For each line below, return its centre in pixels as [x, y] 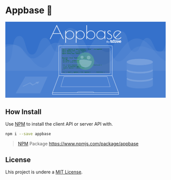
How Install [23, 112]
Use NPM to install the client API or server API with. [59, 124]
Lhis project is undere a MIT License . [44, 172]
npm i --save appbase [28, 134]
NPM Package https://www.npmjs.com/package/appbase [78, 144]
